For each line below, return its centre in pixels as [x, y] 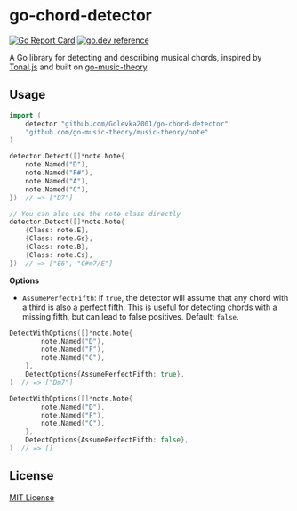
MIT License [32, 497]
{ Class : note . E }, [57, 231]
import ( [25, 115]
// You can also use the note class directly [95, 214]
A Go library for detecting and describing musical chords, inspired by [136, 57]
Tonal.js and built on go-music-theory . [79, 67]
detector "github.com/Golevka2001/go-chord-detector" [127, 124]
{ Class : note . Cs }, [59, 255]
